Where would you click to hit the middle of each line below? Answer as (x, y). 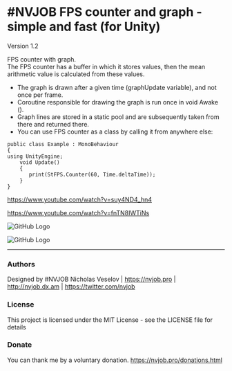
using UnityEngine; (35, 156)
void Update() (40, 162)
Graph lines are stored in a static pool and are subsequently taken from (118, 117)
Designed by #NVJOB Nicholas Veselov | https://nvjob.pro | (91, 279)
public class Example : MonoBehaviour (63, 144)
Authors (21, 264)
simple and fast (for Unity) (84, 27)
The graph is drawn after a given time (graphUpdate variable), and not (117, 87)
